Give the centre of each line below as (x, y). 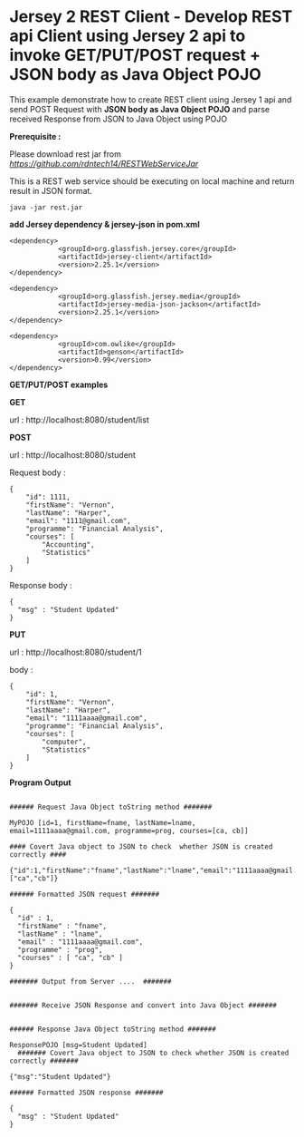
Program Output (40, 782)
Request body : (38, 472)
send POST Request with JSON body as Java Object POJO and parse (139, 109)
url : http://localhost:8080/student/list (79, 420)
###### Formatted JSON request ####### (85, 894)
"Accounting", (68, 544)
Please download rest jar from (66, 154)
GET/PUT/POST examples (59, 384)
